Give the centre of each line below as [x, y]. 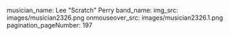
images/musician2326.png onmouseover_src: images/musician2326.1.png [115, 18]
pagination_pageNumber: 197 [50, 25]
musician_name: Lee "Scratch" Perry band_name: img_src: [92, 10]
